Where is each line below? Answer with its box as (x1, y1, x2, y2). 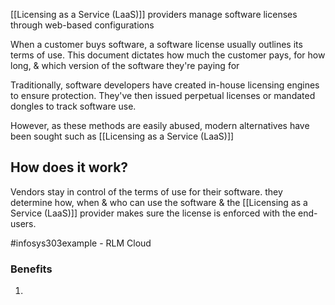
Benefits (10, 262, 53, 276)
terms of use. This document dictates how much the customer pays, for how (10, 49, 326, 61)
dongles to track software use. (10, 100, 137, 112)
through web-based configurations (10, 19, 155, 31)
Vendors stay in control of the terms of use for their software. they (10, 185, 283, 198)
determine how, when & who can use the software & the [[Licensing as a (10, 196, 308, 208)
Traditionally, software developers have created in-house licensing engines (10, 79, 320, 91)
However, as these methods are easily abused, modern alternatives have (10, 120, 310, 131)
